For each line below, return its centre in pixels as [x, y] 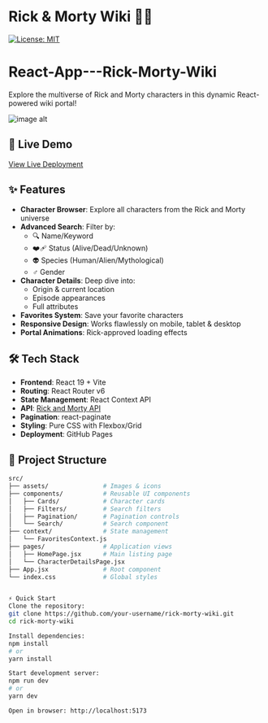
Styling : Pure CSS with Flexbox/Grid [81, 425]
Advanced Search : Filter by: [68, 226]
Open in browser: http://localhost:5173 [78, 711]
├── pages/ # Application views [91, 547]
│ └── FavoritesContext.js [58, 539]
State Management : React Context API [86, 400]
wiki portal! [58, 103]
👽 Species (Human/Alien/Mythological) [98, 260]
